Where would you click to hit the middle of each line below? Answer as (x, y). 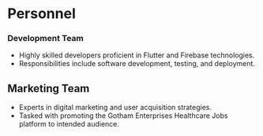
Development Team (45, 39)
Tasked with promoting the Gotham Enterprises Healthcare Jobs (123, 116)
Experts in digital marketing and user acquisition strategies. (115, 108)
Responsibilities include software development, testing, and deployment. (137, 64)
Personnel (41, 14)
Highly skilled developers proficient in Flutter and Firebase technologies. (137, 55)
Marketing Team (49, 88)
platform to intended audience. (69, 124)
